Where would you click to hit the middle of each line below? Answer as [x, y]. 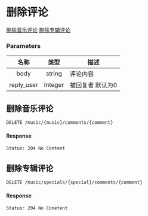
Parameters [23, 45]
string [54, 74]
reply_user [24, 85]
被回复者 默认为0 [93, 86]
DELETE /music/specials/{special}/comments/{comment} [75, 182]
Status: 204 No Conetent [37, 208]
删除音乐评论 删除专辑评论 [38, 30]
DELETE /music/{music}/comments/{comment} [60, 123]
